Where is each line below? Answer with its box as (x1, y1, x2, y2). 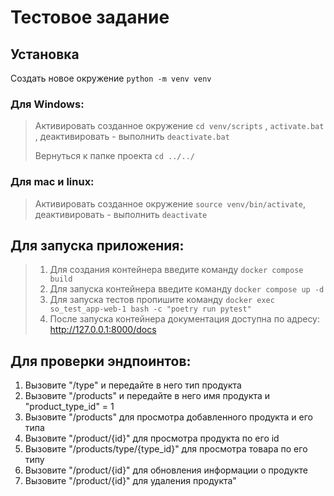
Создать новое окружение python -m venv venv (10, 72, 212, 84)
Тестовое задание (10, 6, 170, 29)
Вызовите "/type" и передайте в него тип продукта (24, 379, 242, 391)
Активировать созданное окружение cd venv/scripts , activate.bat (34, 120, 325, 132)
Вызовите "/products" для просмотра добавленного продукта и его (24, 411, 313, 423)
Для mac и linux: (10, 175, 95, 189)
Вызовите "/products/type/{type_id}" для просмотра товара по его (24, 443, 308, 455)
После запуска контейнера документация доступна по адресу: (49, 313, 321, 325)
